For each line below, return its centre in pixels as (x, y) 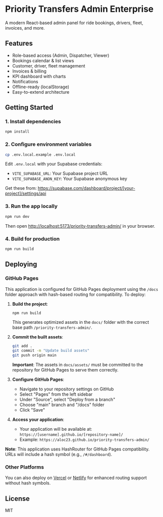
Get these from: (21, 188)
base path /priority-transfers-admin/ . (52, 327)
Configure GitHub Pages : (38, 379)
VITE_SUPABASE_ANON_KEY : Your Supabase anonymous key (70, 179)
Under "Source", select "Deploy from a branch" (67, 400)
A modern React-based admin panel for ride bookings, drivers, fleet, (74, 23)
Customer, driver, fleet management (49, 66)
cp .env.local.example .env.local (41, 155)
